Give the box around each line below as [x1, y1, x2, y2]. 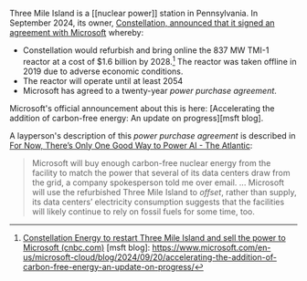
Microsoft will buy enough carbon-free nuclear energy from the [31, 157, 271, 168]
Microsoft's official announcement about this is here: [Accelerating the [9, 102, 275, 113]
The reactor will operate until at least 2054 [22, 75, 184, 86]
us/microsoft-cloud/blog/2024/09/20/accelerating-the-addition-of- [22, 251, 277, 263]
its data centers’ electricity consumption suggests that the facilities [31, 196, 285, 207]
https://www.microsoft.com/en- [152, 242, 271, 253]
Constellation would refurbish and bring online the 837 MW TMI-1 [22, 45, 270, 56]
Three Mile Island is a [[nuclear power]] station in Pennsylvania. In [9, 8, 259, 18]
